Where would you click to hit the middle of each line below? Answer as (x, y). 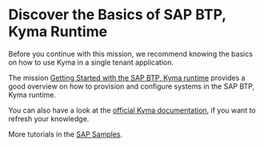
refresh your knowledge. (49, 118)
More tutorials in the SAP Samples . (66, 134)
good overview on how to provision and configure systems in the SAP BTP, (132, 86)
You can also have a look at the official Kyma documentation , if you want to (132, 110)
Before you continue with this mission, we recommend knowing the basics (131, 54)
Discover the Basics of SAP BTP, (117, 15)
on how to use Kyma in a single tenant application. (91, 62)
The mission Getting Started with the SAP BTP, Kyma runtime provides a (127, 77)
